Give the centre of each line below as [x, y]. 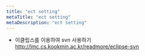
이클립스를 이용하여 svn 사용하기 [53, 40]
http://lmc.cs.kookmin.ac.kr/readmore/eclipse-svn [77, 47]
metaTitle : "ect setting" [38, 17]
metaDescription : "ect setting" [46, 22]
